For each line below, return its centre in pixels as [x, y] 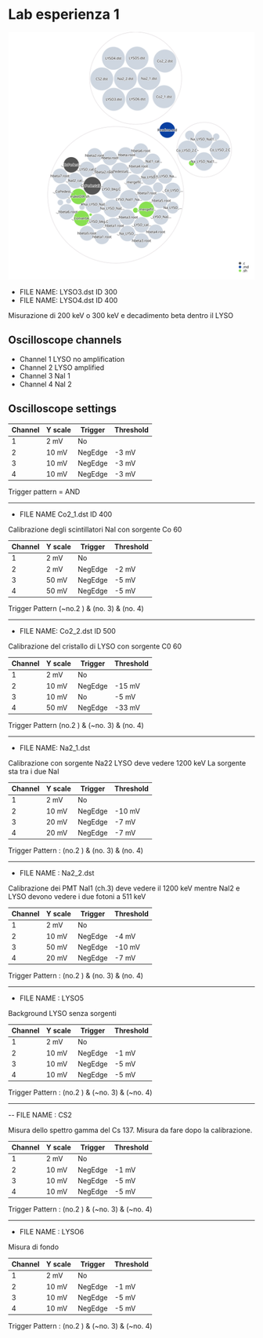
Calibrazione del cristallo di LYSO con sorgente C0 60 [95, 646]
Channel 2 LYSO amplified [62, 367]
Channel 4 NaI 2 [45, 384]
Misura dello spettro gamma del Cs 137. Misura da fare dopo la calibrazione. [130, 1130]
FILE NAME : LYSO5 [52, 998]
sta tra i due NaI [34, 771]
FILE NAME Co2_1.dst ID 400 [66, 514]
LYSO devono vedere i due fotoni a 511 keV [77, 896]
